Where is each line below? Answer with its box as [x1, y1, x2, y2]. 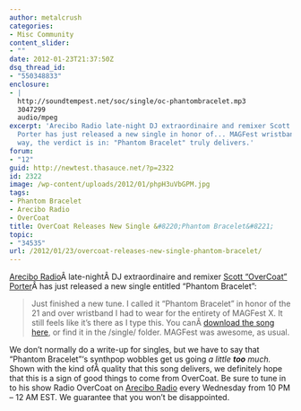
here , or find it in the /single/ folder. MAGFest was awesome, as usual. [30, 327, 290, 337]
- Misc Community [9, 30, 74, 39]
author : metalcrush [9, 13, 82, 22]
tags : [9, 188, 30, 197]
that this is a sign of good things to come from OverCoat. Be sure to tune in [9, 373, 287, 384]
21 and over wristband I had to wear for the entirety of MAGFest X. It [30, 308, 284, 319]
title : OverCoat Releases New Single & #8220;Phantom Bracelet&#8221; [9, 222, 275, 231]
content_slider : [9, 38, 70, 48]
